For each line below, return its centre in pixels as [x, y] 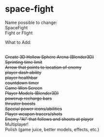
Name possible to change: [31, 22]
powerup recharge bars [29, 98]
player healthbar [21, 78]
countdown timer [22, 83]
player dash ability [23, 72]
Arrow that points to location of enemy [43, 67]
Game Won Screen [24, 88]
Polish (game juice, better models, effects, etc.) [52, 129]
